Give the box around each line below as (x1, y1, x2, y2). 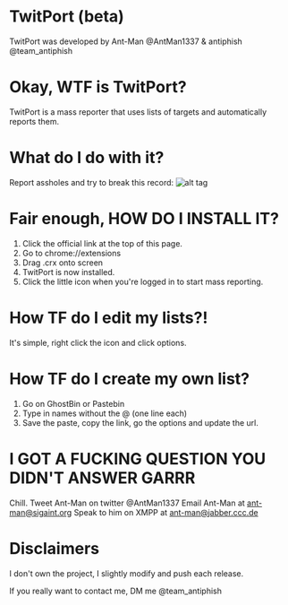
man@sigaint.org (9, 506, 72, 517)
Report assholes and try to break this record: (9, 177, 174, 187)
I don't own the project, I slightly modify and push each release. (9, 567, 244, 579)
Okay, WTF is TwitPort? (9, 77, 187, 98)
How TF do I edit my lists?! (9, 307, 208, 328)
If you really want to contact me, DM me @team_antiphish (9, 585, 222, 596)
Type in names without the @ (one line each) (21, 408, 188, 419)
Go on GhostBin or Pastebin (21, 398, 125, 409)
